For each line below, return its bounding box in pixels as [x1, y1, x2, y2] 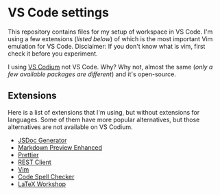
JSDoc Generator [17, 136, 67, 144]
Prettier [17, 150, 39, 159]
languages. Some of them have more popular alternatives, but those [8, 115, 200, 124]
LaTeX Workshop [17, 180, 66, 188]
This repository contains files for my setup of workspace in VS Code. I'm [8, 27, 213, 36]
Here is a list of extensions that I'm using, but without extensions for [8, 108, 200, 116]
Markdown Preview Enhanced [17, 143, 102, 152]
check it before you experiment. [8, 49, 98, 58]
